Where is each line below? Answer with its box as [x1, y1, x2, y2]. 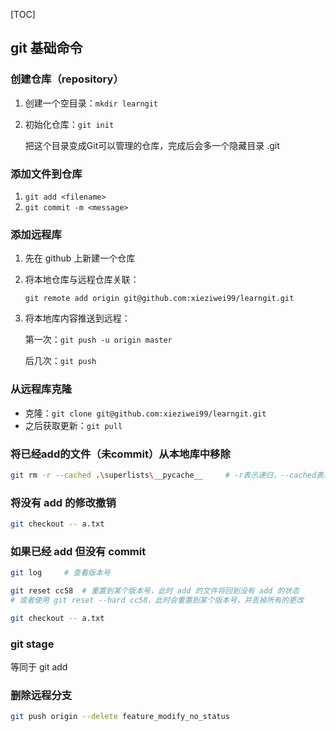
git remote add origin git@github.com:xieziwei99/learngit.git [24, 294, 295, 304]
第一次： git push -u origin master [24, 334, 173, 346]
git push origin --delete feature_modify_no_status [10, 712, 230, 722]
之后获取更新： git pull [24, 419, 123, 431]
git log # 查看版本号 [10, 568, 111, 578]
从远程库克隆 [10, 382, 73, 396]
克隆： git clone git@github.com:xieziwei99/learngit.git [24, 407, 267, 419]
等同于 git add [10, 661, 68, 673]
